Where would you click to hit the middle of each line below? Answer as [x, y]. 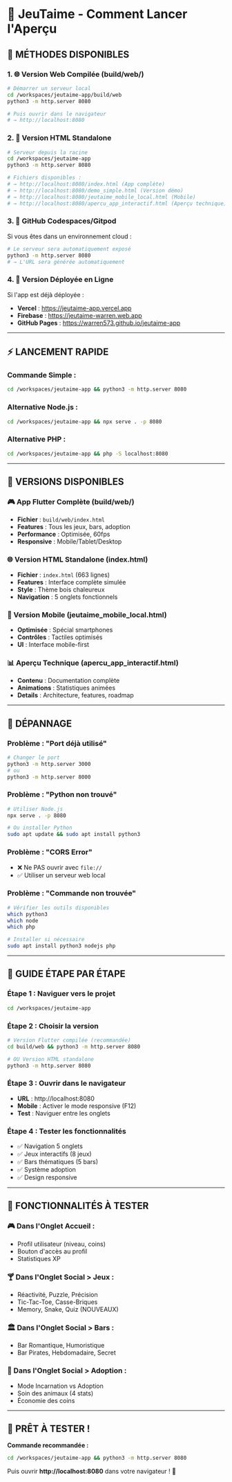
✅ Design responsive [47, 1177]
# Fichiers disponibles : [44, 178]
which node [23, 920]
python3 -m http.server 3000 [49, 764]
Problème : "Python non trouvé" [62, 794]
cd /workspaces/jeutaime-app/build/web [65, 95]
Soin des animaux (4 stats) [55, 1393]
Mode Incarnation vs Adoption [60, 1386]
